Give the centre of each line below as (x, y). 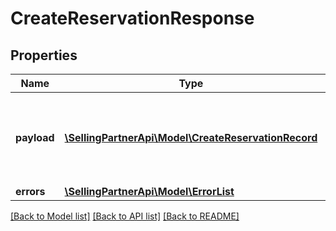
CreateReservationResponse (132, 18)
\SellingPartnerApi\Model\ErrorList (149, 191)
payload (35, 137)
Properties (44, 55)
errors (30, 191)
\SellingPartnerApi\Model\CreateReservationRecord (191, 137)
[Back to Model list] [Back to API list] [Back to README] (125, 216)
